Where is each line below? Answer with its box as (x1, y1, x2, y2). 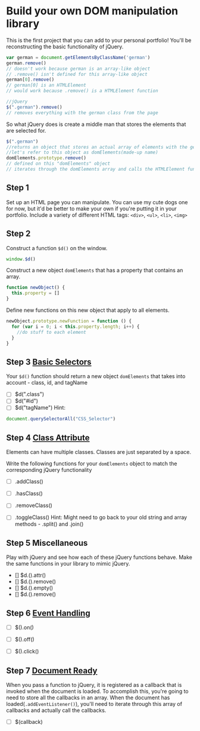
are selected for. (6, 127, 46, 134)
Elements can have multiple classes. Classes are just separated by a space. (6, 449, 192, 456)
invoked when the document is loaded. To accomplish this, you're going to (6, 688, 189, 695)
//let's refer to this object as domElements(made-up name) (6, 149, 159, 156)
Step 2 (6, 229, 31, 239)
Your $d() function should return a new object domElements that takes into (6, 373, 186, 380)
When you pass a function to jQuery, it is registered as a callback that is (6, 681, 182, 688)
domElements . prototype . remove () (6, 155, 86, 161)
